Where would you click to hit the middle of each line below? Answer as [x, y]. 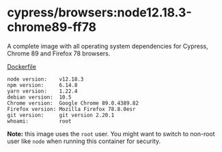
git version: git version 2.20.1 [61, 115]
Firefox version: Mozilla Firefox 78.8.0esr [71, 109]
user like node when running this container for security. [84, 141]
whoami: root [39, 121]
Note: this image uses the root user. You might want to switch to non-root [111, 134]
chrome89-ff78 [52, 27]
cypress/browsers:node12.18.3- [99, 13]
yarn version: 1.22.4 [42, 91]
